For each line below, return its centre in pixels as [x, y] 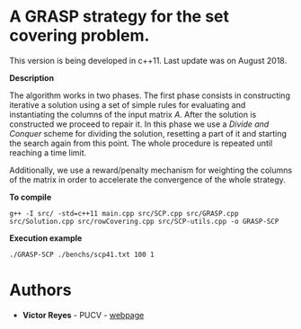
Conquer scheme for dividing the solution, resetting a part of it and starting [148, 133]
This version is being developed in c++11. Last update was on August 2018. [148, 60]
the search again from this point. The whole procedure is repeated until [141, 143]
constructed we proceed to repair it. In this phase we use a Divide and [139, 124]
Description [32, 77]
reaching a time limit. [48, 152]
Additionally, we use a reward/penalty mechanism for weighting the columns [151, 170]
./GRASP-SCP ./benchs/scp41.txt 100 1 [82, 254]
